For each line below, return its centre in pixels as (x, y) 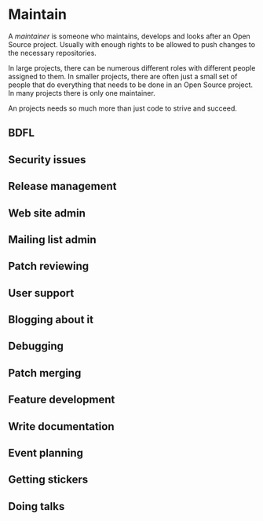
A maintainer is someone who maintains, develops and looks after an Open (130, 36)
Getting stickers (48, 480)
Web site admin (47, 213)
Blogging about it (51, 320)
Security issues (47, 160)
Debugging (36, 346)
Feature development (62, 400)
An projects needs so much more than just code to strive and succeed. (123, 108)
